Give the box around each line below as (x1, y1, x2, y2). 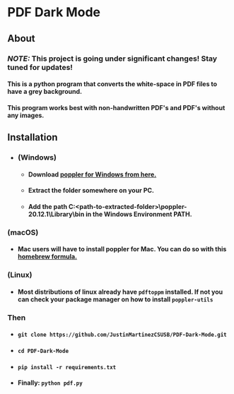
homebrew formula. (17, 252, 78, 261)
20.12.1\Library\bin (28, 210, 85, 218)
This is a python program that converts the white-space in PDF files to (7, 80, 218, 88)
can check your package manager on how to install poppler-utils (17, 294, 213, 304)
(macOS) (7, 227, 39, 237)
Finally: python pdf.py (17, 378, 83, 387)
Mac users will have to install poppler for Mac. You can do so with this (17, 245, 227, 253)
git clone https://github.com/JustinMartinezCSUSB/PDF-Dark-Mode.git (17, 331, 228, 339)
